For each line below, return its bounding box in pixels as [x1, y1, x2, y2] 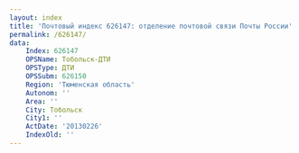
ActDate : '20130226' [25, 122, 103, 131]
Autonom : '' [25, 88, 70, 97]
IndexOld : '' [25, 130, 75, 139]
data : [9, 38, 30, 48]
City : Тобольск [25, 105, 83, 114]
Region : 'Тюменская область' [25, 80, 135, 89]
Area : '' [25, 96, 59, 106]
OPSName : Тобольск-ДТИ [25, 55, 111, 64]
